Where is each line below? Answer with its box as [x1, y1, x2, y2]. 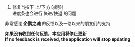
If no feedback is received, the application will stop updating [5, 36, 131, 42]
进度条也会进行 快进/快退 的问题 [12, 10, 77, 16]
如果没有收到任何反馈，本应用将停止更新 [5, 31, 87, 36]
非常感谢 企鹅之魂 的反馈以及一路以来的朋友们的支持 [5, 21, 111, 26]
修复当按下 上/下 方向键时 [12, 4, 64, 10]
